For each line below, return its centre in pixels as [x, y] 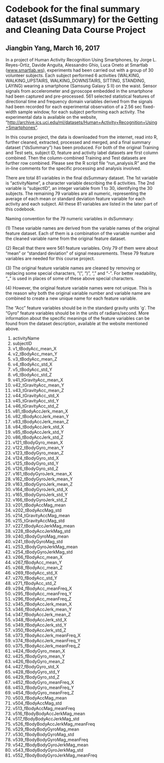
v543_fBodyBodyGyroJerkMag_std [48, 750]
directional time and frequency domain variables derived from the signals [79, 101]
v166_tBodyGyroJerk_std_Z [40, 500]
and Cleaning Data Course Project [76, 30]
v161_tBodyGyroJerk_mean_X [42, 474]
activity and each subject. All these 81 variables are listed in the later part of [82, 204]
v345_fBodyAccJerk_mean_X [42, 604]
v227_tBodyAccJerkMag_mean [44, 526]
